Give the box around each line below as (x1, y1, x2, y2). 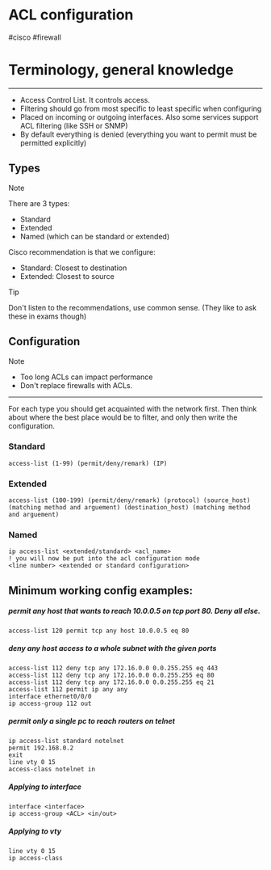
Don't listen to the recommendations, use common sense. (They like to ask (8, 302, 256, 312)
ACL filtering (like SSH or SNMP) (19, 120, 128, 130)
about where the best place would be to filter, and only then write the (8, 412, 238, 422)
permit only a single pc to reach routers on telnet (8, 716, 176, 726)
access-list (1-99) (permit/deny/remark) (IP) (8, 459, 168, 467)
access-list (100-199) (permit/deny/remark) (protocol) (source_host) (8, 496, 251, 505)
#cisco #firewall (8, 32, 62, 42)
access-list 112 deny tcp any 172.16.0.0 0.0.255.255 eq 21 (8, 678, 215, 686)
